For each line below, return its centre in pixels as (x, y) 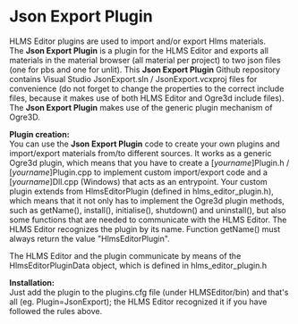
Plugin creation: (39, 134)
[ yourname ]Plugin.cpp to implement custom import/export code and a (139, 172)
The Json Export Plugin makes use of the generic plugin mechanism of (141, 107)
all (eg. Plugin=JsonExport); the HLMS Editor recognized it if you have (138, 302)
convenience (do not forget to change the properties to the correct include (147, 88)
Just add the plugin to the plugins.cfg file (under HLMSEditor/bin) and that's (149, 292)
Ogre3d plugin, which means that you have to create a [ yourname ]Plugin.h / (149, 162)
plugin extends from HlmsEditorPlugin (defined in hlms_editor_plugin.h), (142, 191)
